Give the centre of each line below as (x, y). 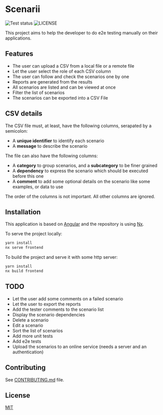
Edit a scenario (28, 325)
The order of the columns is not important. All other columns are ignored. (80, 196)
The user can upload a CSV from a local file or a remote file (73, 66)
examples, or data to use (38, 187)
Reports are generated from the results (52, 82)
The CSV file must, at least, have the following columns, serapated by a (79, 126)
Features (19, 54)
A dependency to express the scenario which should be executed (80, 171)
